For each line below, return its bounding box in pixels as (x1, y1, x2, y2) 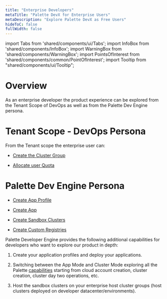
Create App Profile (12, 197, 52, 203)
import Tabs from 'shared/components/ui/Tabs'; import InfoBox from (5, 40, 149, 46)
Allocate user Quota (12, 162, 55, 168)
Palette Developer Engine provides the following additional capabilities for (5, 236, 160, 242)
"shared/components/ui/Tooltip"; (5, 62, 75, 68)
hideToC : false (5, 21, 38, 27)
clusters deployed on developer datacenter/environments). (12, 288, 136, 294)
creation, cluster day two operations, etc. (12, 272, 99, 279)
